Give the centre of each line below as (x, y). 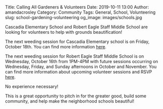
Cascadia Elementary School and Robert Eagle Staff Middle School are (77, 27)
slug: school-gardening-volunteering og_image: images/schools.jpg (74, 17)
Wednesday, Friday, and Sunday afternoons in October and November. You (81, 66)
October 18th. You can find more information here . (56, 47)
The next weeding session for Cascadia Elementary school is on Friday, (77, 42)
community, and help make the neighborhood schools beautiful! (70, 101)
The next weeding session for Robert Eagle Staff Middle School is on (74, 56)
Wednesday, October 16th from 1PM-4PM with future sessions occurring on (82, 61)
